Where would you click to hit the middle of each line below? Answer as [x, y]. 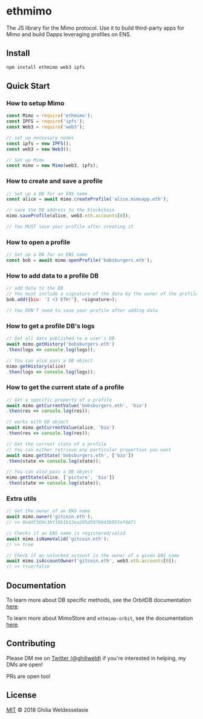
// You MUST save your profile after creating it [70, 227]
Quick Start [28, 86]
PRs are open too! [28, 676]
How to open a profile [38, 242]
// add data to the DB [35, 288]
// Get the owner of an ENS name [48, 511]
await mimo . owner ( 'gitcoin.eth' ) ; [50, 517]
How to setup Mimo [35, 103]
